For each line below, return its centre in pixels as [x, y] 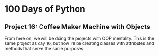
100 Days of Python [45, 9]
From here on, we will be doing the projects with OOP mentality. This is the [79, 38]
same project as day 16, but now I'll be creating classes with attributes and [79, 43]
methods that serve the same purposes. [45, 49]
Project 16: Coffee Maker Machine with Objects [78, 27]
